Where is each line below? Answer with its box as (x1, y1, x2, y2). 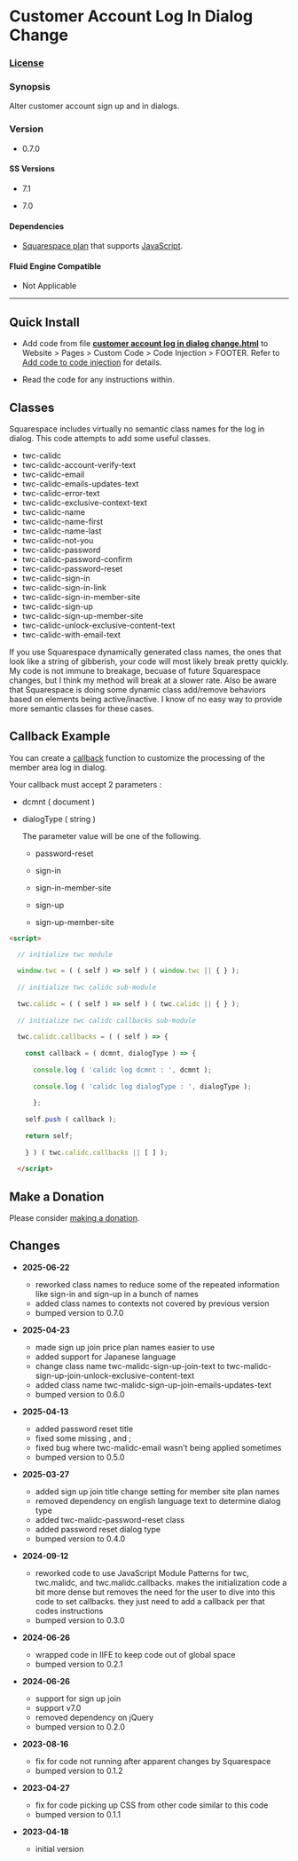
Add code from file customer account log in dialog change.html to (21, 338, 269, 349)
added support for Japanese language (35, 1351, 176, 1362)
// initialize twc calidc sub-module (17, 983, 157, 992)
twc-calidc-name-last (21, 526, 102, 536)
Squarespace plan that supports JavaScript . (21, 241, 184, 251)
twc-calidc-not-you (21, 535, 94, 545)
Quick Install (9, 314, 80, 329)
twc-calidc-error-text (21, 487, 100, 498)
